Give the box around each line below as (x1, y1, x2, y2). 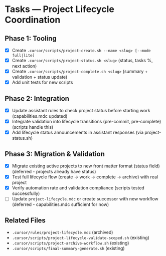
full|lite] (12, 53, 35, 58)
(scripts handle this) (12, 124, 54, 130)
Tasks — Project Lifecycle (5, 4, 115, 15)
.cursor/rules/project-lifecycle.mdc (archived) (12, 229, 113, 235)
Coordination (5, 14, 61, 26)
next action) (12, 63, 37, 69)
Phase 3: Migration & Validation (5, 149, 105, 158)
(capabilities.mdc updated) (12, 113, 68, 119)
